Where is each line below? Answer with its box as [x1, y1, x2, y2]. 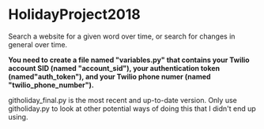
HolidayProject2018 [8, 6, 141, 24]
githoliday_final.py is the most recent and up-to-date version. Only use [8, 95, 237, 105]
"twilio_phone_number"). [8, 80, 95, 90]
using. [8, 112, 28, 121]
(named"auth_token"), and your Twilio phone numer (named [8, 72, 211, 81]
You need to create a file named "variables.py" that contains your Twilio [8, 55, 251, 64]
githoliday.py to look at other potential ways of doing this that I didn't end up [8, 104, 257, 113]
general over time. [8, 39, 68, 49]
